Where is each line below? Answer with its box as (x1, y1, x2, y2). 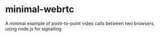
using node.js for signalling (5, 25, 62, 31)
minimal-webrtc (5, 4, 75, 15)
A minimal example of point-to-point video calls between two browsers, (5, 20, 155, 26)
